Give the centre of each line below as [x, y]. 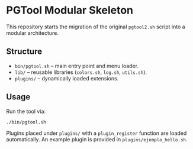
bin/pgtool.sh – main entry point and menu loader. [77, 66]
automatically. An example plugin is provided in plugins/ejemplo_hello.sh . [97, 140]
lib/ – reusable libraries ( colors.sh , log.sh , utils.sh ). [81, 72]
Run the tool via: [26, 111]
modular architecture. [33, 33]
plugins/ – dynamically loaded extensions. [67, 78]
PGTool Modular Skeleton [70, 10]
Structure [24, 52]
